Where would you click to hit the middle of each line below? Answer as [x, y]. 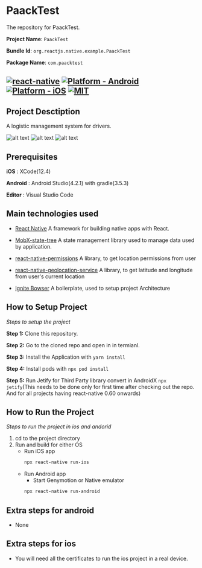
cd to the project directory [47, 439]
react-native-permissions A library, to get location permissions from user [106, 258]
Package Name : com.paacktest [45, 62]
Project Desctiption [43, 112]
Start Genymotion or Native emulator [79, 480]
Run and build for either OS [49, 445]
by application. [33, 246]
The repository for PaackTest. [43, 27]
